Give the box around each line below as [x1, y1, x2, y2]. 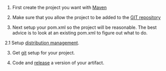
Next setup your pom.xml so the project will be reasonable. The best [12, 24, 157, 30]
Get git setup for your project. [12, 50, 75, 56]
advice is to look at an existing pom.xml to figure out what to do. [12, 30, 148, 35]
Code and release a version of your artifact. [12, 60, 105, 66]
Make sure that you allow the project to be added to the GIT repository [12, 14, 161, 20]
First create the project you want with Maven [12, 5, 107, 10]
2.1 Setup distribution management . [5, 40, 80, 46]
